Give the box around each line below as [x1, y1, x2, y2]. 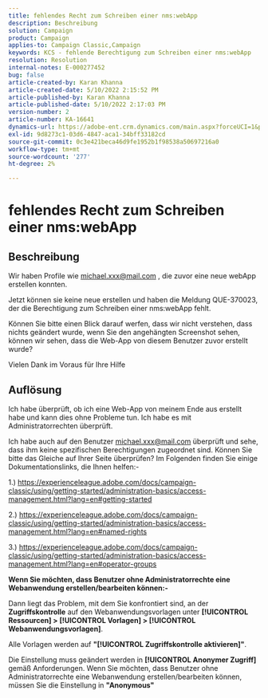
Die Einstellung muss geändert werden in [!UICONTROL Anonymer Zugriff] [8, 655, 257, 664]
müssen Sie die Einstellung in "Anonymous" [8, 680, 155, 690]
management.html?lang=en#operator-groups [8, 559, 157, 569]
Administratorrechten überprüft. [8, 420, 113, 431]
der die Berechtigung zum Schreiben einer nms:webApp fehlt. [8, 304, 211, 314]
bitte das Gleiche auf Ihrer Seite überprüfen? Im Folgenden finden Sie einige [8, 453, 258, 463]
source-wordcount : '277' [8, 152, 91, 160]
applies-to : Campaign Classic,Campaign [8, 41, 141, 49]
